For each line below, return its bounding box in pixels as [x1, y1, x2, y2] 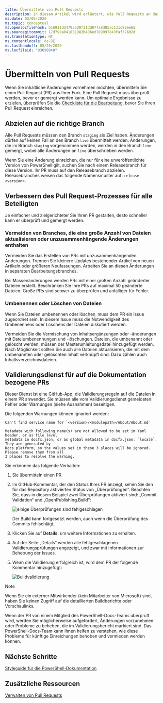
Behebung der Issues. [12, 550, 56, 556]
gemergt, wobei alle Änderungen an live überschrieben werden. [5, 148, 134, 153]
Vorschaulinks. [5, 603, 35, 609]
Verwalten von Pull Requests [5, 692, 62, 698]
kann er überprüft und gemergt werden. [5, 218, 85, 223]
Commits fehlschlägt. [12, 521, 55, 527]
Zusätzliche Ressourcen [5, 679, 80, 687]
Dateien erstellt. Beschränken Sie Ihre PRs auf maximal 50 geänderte [5, 283, 143, 289]
